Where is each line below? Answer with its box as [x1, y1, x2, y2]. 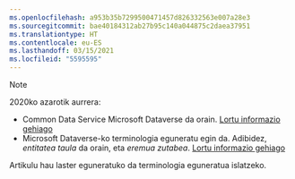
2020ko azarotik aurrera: [9, 97, 101, 107]
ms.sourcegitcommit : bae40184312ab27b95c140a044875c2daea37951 [9, 21, 251, 30]
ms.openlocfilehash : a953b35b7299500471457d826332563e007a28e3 [9, 13, 251, 22]
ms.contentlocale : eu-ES [9, 38, 102, 47]
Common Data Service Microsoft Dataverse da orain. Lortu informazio [22, 114, 281, 124]
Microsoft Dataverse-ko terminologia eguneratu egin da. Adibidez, [22, 133, 267, 143]
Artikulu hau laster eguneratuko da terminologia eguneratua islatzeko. [9, 160, 267, 170]
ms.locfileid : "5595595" [9, 55, 102, 64]
